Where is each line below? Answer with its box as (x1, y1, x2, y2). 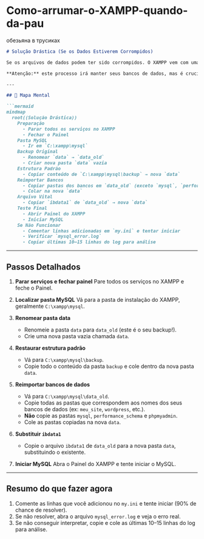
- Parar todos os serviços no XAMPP (22, 126, 115, 132)
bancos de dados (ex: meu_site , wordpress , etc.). (24, 406, 146, 412)
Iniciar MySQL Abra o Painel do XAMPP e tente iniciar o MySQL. (15, 461, 176, 467)
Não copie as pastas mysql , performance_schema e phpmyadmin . (24, 412, 178, 419)
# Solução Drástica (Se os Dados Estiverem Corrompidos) (6, 48, 154, 55)
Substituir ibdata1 (15, 430, 62, 437)
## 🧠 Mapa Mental (6, 92, 50, 99)
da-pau (6, 16, 44, 30)
